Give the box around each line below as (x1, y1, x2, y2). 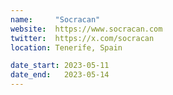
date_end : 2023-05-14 (10, 70, 110, 80)
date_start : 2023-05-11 (10, 61, 110, 71)
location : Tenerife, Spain (10, 42, 123, 53)
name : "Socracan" (10, 14, 101, 25)
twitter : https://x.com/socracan (10, 33, 155, 43)
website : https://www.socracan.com (10, 24, 163, 34)
